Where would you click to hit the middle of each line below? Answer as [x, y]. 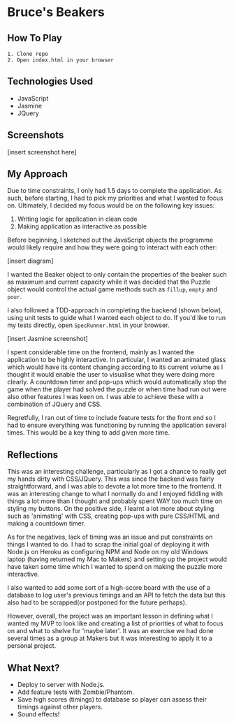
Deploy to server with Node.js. [61, 685]
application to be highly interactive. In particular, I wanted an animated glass [117, 360]
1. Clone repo [28, 54]
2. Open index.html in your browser [60, 60]
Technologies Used [50, 81]
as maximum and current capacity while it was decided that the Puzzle [109, 282]
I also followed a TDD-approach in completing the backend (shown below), [115, 310]
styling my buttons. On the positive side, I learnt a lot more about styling [111, 509]
